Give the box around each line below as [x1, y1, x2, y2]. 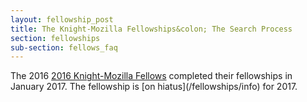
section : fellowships [10, 33, 101, 43]
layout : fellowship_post [10, 14, 114, 25]
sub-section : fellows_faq [10, 42, 118, 53]
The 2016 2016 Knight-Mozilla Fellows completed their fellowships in [10, 70, 293, 82]
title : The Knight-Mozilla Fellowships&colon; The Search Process [10, 24, 293, 34]
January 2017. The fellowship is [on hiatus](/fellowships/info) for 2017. [10, 81, 298, 93]
